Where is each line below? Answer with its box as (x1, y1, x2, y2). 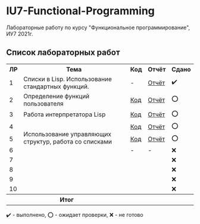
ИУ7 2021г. (6, 30, 34, 37)
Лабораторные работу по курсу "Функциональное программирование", (6, 24, 190, 31)
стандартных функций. (23, 82, 89, 91)
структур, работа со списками (23, 137, 112, 145)
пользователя (23, 99, 64, 108)
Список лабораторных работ (6, 48, 120, 58)
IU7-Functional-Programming (6, 4, 155, 18)
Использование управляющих (23, 130, 112, 138)
